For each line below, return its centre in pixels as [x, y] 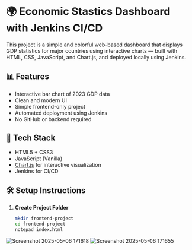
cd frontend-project [40, 224]
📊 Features [28, 77]
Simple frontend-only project [50, 106]
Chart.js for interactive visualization [58, 164]
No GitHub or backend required [53, 119]
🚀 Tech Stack [31, 138]
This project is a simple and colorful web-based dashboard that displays [94, 45]
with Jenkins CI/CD [55, 28]
